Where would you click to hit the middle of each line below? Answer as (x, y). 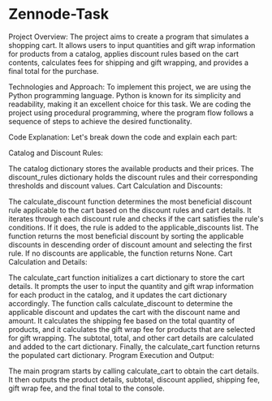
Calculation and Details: (48, 261)
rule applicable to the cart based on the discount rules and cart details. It (130, 210)
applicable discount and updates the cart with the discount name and (125, 312)
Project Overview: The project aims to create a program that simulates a (129, 37)
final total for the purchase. (54, 71)
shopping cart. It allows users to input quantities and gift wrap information (132, 45)
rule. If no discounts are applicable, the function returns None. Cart (121, 253)
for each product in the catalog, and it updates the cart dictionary (118, 295)
